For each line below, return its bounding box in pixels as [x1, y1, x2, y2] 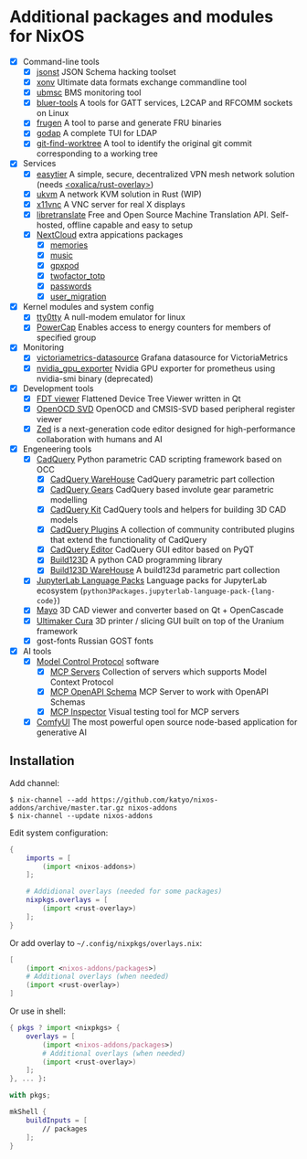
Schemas [49, 696, 86, 707]
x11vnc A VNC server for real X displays [36, 198, 185, 209]
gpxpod [49, 260, 79, 271]
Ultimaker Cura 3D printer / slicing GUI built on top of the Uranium [36, 615, 285, 626]
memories [49, 239, 89, 250]
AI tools [22, 645, 52, 656]
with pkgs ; [9, 1090, 51, 1101]
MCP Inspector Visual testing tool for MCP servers [49, 706, 240, 717]
